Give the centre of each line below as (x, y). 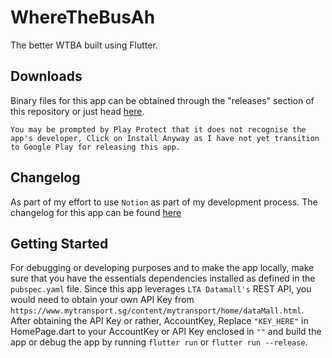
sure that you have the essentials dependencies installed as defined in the (163, 278)
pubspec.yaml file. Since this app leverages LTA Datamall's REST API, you (161, 289)
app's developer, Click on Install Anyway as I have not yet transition (165, 138)
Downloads (46, 76)
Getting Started (59, 243)
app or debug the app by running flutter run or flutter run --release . (159, 342)
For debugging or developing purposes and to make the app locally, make (162, 268)
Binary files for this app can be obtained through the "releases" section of (162, 100)
